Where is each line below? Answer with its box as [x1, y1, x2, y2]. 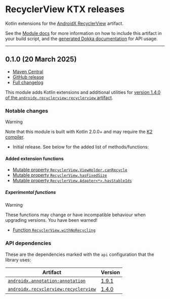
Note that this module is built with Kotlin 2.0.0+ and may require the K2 [5, 128, 153, 135]
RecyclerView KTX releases [5, 4, 125, 15]
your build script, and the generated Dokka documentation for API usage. [5, 36, 158, 42]
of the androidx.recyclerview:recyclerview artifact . [5, 94, 113, 101]
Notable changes [5, 107, 49, 114]
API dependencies [5, 240, 52, 247]
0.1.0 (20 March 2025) [5, 55, 77, 64]
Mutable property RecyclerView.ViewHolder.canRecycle [12, 167, 127, 173]
